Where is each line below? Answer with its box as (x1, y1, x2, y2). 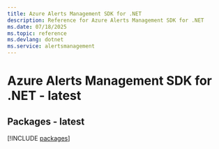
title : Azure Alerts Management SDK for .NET (7, 10, 142, 17)
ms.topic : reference (7, 29, 68, 37)
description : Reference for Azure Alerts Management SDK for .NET (7, 17, 204, 24)
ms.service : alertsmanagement (7, 43, 96, 50)
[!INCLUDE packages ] (7, 134, 70, 142)
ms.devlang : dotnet (7, 36, 64, 43)
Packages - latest (7, 115, 85, 127)
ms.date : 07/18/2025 (7, 23, 68, 30)
